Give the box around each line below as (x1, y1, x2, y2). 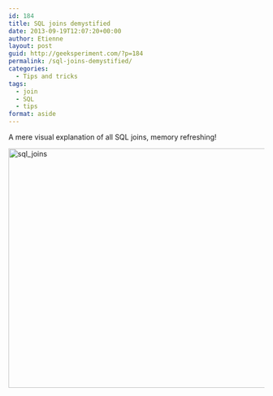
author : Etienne (8, 34, 63, 43)
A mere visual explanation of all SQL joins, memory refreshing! (8, 132, 217, 142)
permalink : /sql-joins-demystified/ (8, 58, 132, 66)
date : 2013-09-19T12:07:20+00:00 (8, 27, 122, 35)
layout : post (8, 42, 53, 50)
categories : (8, 65, 49, 73)
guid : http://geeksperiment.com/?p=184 (8, 49, 144, 58)
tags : (8, 80, 27, 88)
